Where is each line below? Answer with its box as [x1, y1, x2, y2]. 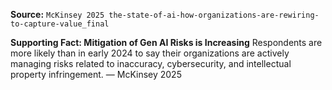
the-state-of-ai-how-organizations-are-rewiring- [108, 10, 320, 20]
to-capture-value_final [10, 19, 110, 29]
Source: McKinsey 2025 [10, 9, 105, 20]
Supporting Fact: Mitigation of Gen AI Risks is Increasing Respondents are [10, 37, 323, 48]
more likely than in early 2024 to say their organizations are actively [10, 47, 290, 59]
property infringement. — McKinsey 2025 [10, 69, 182, 80]
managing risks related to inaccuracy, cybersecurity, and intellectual [10, 58, 292, 69]
